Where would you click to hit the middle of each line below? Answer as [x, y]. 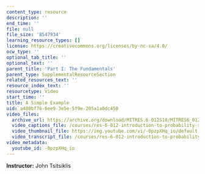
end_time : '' [23, 23]
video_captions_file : [39, 126]
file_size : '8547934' [34, 35]
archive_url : [28, 120]
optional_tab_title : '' [37, 57]
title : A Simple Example [38, 103]
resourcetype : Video [33, 92]
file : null [20, 29]
